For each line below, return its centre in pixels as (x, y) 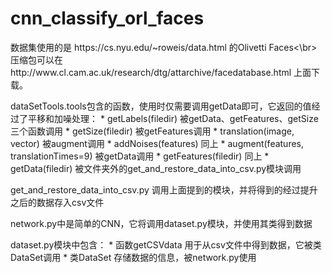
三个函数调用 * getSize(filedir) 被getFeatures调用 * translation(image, (152, 131)
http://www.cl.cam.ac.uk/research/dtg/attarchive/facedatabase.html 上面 (161, 72)
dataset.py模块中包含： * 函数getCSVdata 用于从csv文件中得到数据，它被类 (166, 244)
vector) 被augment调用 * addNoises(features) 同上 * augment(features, (157, 143)
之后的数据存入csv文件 (57, 202)
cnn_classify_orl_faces (107, 18)
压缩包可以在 (36, 59)
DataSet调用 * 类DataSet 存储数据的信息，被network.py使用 (133, 257)
